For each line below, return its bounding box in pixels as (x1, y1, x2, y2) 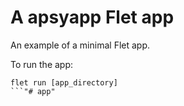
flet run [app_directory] (10, 77, 118, 88)
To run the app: (10, 58, 74, 70)
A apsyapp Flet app (10, 6, 175, 29)
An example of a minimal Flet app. (10, 39, 151, 51)
